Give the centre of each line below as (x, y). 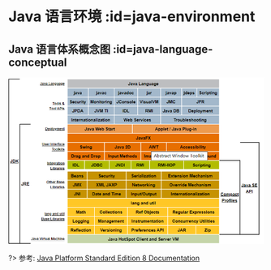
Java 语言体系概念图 (60, 49)
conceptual (38, 62)
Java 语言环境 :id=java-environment (132, 17)
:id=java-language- (163, 49)
